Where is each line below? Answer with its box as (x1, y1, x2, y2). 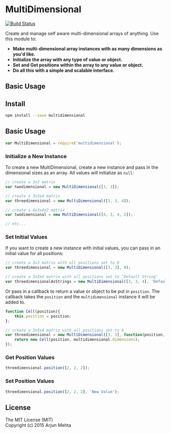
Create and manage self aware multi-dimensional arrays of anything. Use (5, 30, 159, 36)
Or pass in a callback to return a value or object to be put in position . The (5, 288, 160, 294)
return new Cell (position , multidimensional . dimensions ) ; (14, 337, 140, 342)
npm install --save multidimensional (5, 113, 85, 118)
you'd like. (12, 51, 36, 57)
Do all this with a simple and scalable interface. (12, 67, 115, 73)
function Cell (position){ (5, 309, 60, 314)
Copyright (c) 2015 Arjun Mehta (5, 422, 71, 428)
